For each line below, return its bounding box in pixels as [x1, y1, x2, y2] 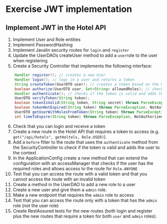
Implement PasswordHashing [12, 42, 73, 48]
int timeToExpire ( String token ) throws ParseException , [14, 114, 133, 119]
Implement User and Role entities [12, 36, 81, 42]
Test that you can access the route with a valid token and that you [12, 171, 148, 177]
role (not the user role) [12, 203, 59, 209]
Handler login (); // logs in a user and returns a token [14, 77, 135, 82]
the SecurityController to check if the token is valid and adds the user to [12, 144, 160, 150]
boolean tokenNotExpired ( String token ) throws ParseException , [14, 105, 148, 110]
